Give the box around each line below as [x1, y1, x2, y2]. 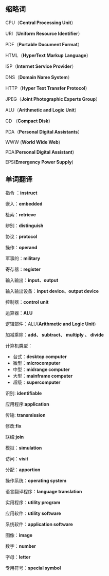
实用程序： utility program [5, 499, 61, 505]
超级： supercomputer [12, 379, 61, 385]
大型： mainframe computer [12, 373, 73, 379]
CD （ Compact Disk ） [5, 118, 53, 124]
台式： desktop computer [12, 354, 67, 360]
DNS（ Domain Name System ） [5, 74, 72, 80]
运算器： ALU [5, 310, 33, 316]
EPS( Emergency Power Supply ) [5, 159, 74, 165]
